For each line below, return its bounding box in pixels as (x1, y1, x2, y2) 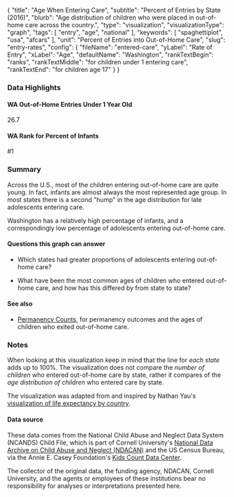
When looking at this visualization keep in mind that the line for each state (7, 356, 220, 364)
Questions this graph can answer (7, 240, 106, 248)
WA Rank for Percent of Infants (7, 131, 99, 140)
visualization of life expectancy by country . (7, 399, 131, 408)
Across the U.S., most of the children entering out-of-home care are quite (7, 180, 219, 189)
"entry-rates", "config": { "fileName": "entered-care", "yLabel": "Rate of (7, 43, 213, 51)
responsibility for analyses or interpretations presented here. (7, 482, 182, 490)
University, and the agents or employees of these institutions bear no (7, 474, 206, 482)
